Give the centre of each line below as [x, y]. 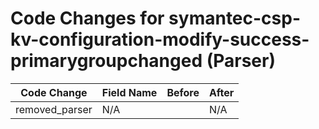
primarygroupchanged [106, 61]
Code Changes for [87, 18]
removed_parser [54, 109]
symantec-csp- [235, 18]
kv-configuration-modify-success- [160, 39]
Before [183, 92]
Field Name [129, 92]
